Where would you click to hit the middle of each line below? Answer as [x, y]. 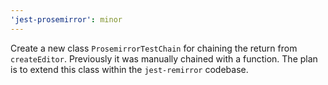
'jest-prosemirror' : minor [66, 19]
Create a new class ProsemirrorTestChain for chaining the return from [154, 48]
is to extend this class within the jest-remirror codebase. [129, 69]
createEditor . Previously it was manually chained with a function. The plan [164, 58]
